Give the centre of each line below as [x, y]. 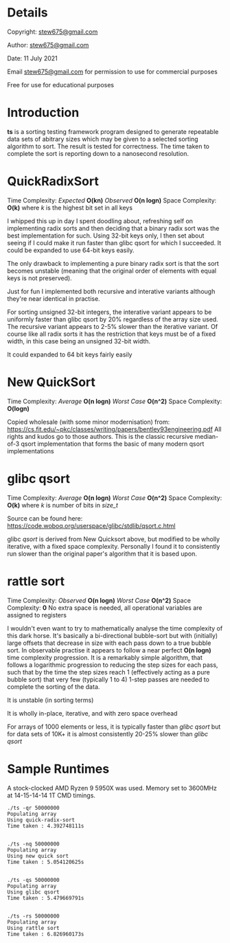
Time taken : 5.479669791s [46, 898]
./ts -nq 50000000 [33, 844]
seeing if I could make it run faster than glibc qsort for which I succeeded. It [114, 242]
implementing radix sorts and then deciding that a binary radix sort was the [113, 228]
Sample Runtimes [58, 769]
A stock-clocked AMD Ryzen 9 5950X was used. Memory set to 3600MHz [112, 788]
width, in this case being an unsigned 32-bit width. [79, 341]
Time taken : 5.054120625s [46, 862]
